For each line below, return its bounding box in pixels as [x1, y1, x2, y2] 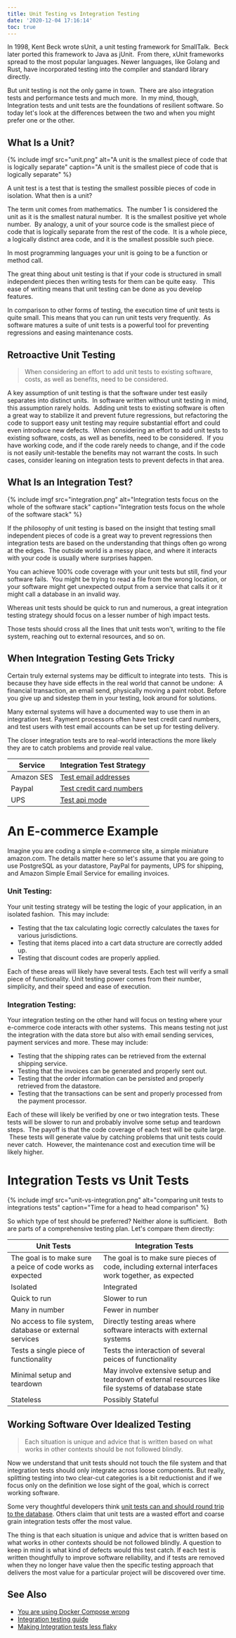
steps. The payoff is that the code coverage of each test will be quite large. [7, 1125, 226, 1134]
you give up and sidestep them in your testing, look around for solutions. [7, 693, 217, 702]
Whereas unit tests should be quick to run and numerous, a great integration [7, 603, 228, 612]
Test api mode [60, 795, 107, 805]
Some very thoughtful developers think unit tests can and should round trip [7, 1502, 225, 1510]
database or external [11, 1325, 79, 1335]
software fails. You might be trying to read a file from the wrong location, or [7, 575, 227, 583]
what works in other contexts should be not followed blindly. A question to [7, 1538, 222, 1546]
